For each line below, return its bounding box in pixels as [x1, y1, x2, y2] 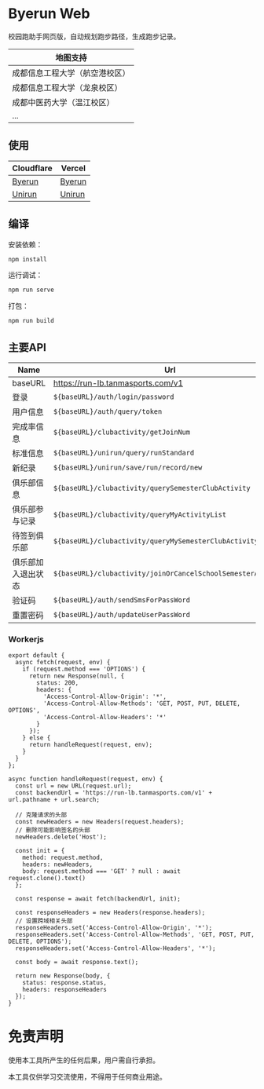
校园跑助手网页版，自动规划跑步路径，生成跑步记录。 [8, 31, 181, 41]
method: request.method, [22, 853, 104, 862]
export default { [8, 652, 65, 660]
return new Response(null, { [28, 672, 125, 680]
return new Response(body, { [15, 972, 111, 980]
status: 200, [36, 679, 79, 687]
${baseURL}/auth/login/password [53, 393, 174, 401]
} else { [22, 734, 51, 742]
